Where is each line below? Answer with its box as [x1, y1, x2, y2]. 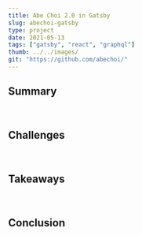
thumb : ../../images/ [8, 48, 79, 56]
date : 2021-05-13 [8, 33, 65, 42]
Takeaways [8, 172, 65, 185]
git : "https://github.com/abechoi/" [8, 56, 128, 64]
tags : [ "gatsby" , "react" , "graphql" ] [8, 41, 135, 49]
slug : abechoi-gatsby [8, 19, 79, 27]
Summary [8, 84, 57, 99]
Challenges [8, 129, 65, 142]
